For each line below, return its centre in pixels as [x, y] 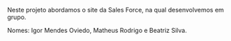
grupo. [17, 17]
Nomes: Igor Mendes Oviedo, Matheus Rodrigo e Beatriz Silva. [97, 30]
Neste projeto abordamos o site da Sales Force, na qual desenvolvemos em [116, 10]
